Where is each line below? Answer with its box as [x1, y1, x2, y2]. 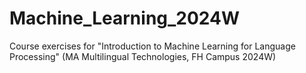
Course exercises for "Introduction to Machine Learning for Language [9, 40, 296, 52]
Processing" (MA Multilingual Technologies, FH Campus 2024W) [9, 50, 277, 62]
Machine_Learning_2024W [9, 7, 241, 30]
